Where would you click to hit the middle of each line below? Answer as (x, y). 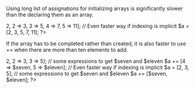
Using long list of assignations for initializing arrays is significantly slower (95, 8)
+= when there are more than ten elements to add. (67, 50)
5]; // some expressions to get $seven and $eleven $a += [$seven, (87, 73)
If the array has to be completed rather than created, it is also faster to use (96, 44)
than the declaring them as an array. (50, 15)
